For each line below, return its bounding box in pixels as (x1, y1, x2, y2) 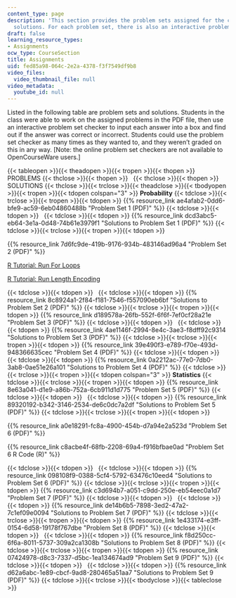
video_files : (7, 69, 46, 76)
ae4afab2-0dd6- (176, 196, 226, 205)
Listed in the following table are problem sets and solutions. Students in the (7, 108, 225, 117)
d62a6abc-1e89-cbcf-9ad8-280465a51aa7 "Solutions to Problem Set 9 (7, 568, 214, 577)
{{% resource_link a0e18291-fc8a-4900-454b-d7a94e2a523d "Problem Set (7, 421, 227, 430)
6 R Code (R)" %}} (7, 450, 61, 459)
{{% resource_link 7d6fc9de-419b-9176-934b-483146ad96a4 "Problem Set (7, 240, 227, 248)
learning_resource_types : (7, 37, 83, 44)
